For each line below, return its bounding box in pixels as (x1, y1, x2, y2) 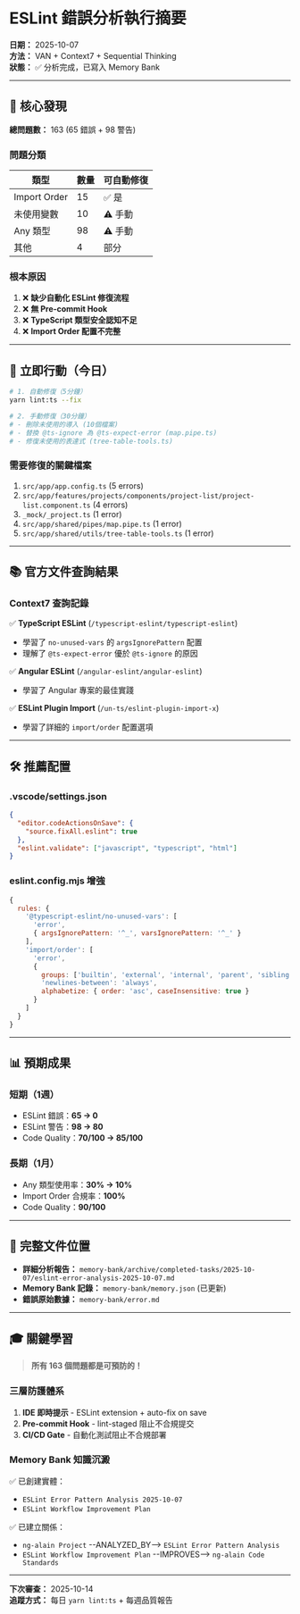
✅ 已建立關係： (9, 1521, 65, 1532)
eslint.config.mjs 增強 (9, 874, 105, 887)
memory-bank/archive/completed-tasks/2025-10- (79, 1266, 256, 1275)
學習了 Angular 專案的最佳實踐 (21, 685, 134, 696)
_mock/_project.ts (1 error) (21, 508, 122, 519)
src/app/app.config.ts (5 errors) (21, 480, 145, 491)
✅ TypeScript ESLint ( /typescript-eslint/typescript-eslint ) (9, 618, 238, 629)
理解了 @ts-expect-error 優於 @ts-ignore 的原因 (21, 648, 198, 659)
